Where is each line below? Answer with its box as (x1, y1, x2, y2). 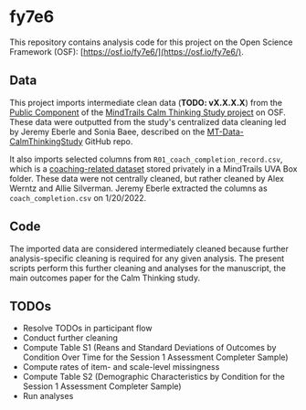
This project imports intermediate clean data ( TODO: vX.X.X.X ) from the (9, 97, 283, 108)
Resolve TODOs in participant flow (22, 322, 153, 334)
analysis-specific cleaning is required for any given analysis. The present (9, 253, 285, 264)
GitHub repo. (84, 135, 133, 147)
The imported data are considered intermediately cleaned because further (9, 243, 290, 254)
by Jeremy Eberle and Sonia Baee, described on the (9, 126, 206, 137)
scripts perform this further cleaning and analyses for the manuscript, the (9, 262, 286, 273)
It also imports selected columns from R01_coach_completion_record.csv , (9, 153, 283, 164)
